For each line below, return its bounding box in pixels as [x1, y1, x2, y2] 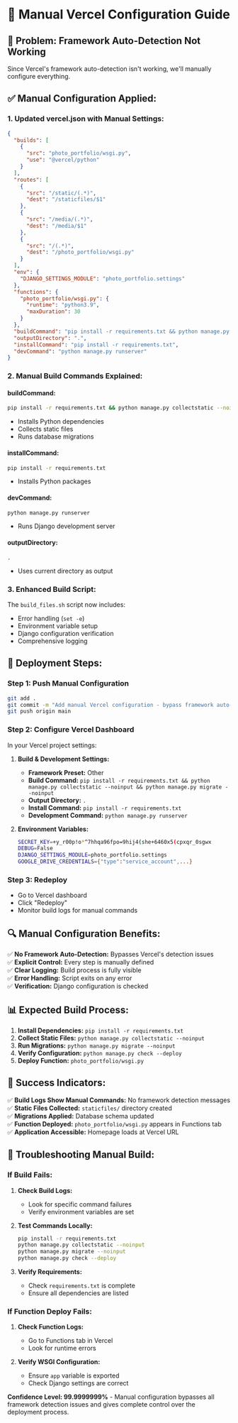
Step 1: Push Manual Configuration [7, 678, 130, 688]
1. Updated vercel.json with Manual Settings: [7, 114, 164, 123]
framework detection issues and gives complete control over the [7, 1400, 196, 1409]
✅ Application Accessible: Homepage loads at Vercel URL [7, 1128, 179, 1136]
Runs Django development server [17, 522, 115, 531]
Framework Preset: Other [28, 768, 104, 776]
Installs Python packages [17, 477, 91, 485]
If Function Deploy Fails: [7, 1306, 92, 1316]
